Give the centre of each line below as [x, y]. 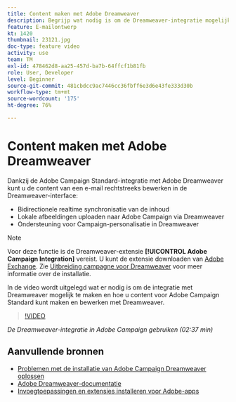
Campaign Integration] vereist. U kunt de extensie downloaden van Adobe [116, 259]
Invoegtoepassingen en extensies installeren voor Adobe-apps [108, 391]
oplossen [31, 376]
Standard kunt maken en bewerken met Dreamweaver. [86, 302]
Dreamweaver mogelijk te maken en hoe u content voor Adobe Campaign [113, 294]
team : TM [20, 60]
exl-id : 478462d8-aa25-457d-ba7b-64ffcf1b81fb [77, 66]
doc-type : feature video [44, 46]
